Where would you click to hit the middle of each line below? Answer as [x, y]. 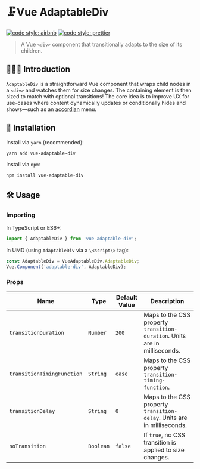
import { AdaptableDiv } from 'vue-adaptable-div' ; [71, 239]
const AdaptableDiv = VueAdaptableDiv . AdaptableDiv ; [73, 261]
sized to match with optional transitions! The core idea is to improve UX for [98, 96]
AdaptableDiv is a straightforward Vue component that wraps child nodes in [99, 84]
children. [32, 50]
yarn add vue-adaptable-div [41, 153]
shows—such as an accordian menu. [51, 109]
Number [98, 333]
